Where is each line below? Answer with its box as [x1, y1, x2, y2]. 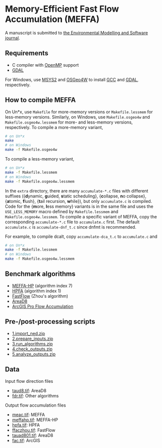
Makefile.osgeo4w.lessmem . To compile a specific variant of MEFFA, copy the [5, 214, 157, 219]
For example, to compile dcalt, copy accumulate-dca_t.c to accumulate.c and [5, 233, 158, 239]
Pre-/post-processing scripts [5, 318, 95, 326]
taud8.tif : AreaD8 [12, 388, 47, 394]
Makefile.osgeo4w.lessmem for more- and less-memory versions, [5, 119, 133, 125]
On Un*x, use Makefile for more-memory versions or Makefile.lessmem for [5, 108, 153, 115]
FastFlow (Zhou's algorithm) [12, 293, 69, 299]
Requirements [5, 49, 48, 57]
